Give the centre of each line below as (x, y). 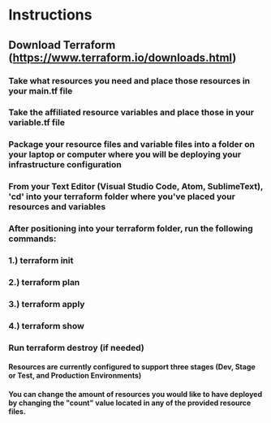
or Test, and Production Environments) (75, 376)
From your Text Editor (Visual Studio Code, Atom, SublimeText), (136, 187)
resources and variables (57, 207)
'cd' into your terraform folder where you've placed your (122, 196)
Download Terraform (62, 45)
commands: (32, 239)
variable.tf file (37, 123)
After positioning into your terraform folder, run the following (131, 229)
